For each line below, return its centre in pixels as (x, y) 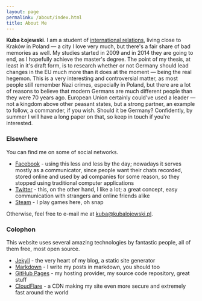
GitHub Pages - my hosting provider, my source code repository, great (102, 273)
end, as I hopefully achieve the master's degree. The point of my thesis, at (99, 59)
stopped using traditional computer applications (74, 183)
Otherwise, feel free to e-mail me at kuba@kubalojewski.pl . (80, 214)
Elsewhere (22, 139)
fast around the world (42, 292)
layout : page (23, 12)
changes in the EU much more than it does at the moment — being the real (99, 72)
